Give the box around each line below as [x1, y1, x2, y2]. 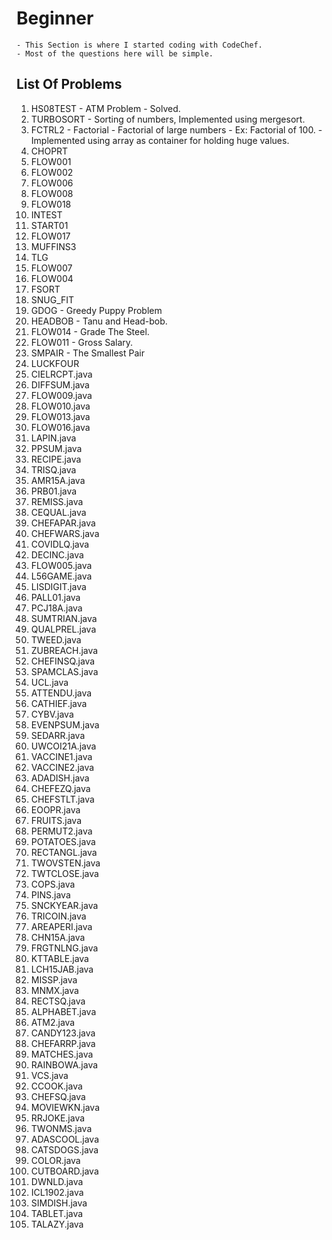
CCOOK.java [30, 1080, 83, 1092]
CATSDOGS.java [30, 1143, 99, 1156]
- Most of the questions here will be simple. [16, 48, 214, 59]
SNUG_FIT [30, 293, 75, 306]
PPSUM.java [30, 442, 83, 454]
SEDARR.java [30, 729, 86, 741]
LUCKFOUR [30, 357, 80, 369]
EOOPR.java [30, 803, 81, 816]
